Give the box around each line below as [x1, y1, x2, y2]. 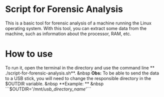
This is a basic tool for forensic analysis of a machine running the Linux [5, 20, 151, 26]
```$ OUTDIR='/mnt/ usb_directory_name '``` [5, 86, 91, 92]
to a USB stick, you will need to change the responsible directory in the [5, 75, 151, 81]
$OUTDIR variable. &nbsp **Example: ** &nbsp [5, 80, 104, 86]
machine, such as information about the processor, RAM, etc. [5, 30, 131, 36]
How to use [5, 48, 53, 59]
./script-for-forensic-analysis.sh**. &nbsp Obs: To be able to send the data [5, 70, 159, 76]
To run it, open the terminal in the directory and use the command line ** [5, 64, 155, 70]
